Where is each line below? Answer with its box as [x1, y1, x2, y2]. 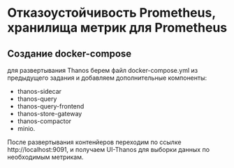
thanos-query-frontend [17, 102, 85, 110]
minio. [17, 125, 36, 132]
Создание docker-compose [7, 48, 132, 59]
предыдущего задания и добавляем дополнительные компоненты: [7, 73, 207, 82]
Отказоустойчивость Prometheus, [7, 5, 216, 21]
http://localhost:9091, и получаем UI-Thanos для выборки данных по [7, 146, 210, 153]
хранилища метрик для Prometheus [7, 20, 228, 36]
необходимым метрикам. [7, 153, 84, 161]
